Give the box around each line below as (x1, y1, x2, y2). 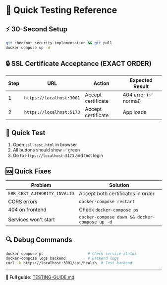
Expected (129, 76, 153, 83)
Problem (31, 182, 52, 189)
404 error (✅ (122, 91, 153, 98)
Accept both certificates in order (79, 190, 155, 197)
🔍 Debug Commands (5, 235, 72, 244)
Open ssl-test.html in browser (12, 142, 77, 148)
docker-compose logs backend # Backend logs (5, 256, 119, 261)
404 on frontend (8, 206, 47, 213)
